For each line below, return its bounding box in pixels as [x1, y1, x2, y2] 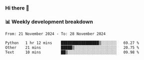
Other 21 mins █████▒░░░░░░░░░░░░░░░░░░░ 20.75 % [5, 45, 140, 50]
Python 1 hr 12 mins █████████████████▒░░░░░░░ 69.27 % [5, 40, 140, 45]
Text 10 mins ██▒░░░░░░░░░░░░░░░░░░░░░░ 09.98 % [5, 49, 140, 54]
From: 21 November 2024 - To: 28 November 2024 [5, 31, 106, 36]
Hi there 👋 [5, 4, 30, 11]
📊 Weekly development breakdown [5, 18, 93, 25]
